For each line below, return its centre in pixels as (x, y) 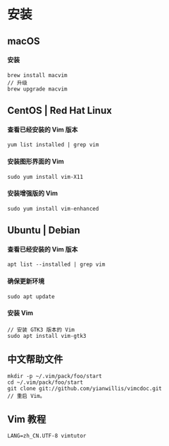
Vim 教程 (27, 419)
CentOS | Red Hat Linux (60, 111)
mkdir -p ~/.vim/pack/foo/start (55, 376)
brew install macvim (38, 75)
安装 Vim (20, 313)
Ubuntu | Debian (44, 230)
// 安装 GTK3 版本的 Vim (41, 329)
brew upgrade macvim (38, 89)
